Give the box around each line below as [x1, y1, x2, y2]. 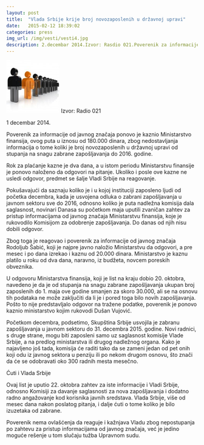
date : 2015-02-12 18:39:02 [6, 22, 80, 29]
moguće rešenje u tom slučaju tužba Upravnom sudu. [6, 432, 141, 439]
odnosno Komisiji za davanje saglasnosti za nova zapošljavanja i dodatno [6, 388, 189, 395]
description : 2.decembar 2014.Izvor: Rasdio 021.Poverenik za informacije [6, 42, 200, 48]
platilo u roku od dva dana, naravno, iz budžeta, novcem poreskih [6, 257, 170, 264]
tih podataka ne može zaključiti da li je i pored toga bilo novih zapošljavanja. [6, 294, 196, 301]
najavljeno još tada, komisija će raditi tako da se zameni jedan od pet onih [6, 345, 190, 352]
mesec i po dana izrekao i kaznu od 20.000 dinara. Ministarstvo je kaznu [6, 250, 188, 257]
